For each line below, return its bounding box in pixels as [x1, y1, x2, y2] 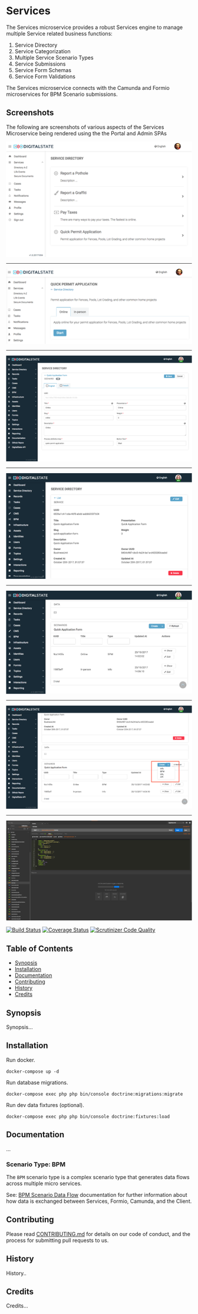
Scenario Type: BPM [6, 1160, 66, 1169]
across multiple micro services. [6, 1180, 82, 1187]
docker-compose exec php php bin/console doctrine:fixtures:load [6, 1114, 170, 1119]
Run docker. [6, 1056, 35, 1063]
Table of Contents [6, 943, 74, 953]
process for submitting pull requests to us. [6, 1237, 109, 1244]
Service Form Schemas [14, 66, 72, 73]
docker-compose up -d [6, 1069, 60, 1074]
